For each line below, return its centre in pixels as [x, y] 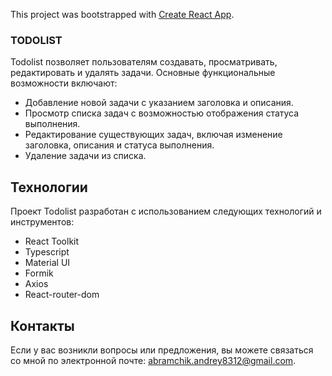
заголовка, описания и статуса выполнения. [119, 145]
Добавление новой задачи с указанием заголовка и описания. [159, 103]
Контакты [42, 325]
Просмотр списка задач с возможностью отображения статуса [162, 113]
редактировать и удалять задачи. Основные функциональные [143, 73]
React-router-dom [62, 295]
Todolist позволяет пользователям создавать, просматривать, [144, 62]
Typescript [47, 252]
